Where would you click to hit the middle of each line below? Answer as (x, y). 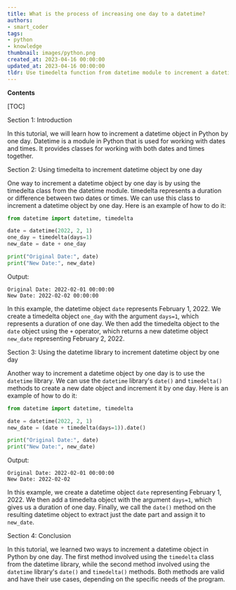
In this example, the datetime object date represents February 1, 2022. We (114, 308)
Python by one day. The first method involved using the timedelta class (111, 557)
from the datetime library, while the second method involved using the (109, 564)
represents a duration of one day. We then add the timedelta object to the (113, 323)
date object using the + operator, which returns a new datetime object (108, 331)
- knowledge (25, 46)
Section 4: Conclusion (39, 536)
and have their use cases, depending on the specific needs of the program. (116, 579)
